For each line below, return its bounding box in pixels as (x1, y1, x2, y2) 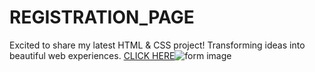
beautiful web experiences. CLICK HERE (9, 49, 176, 61)
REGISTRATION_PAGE (9, 6, 195, 29)
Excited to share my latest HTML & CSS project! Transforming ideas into (9, 39, 306, 51)
